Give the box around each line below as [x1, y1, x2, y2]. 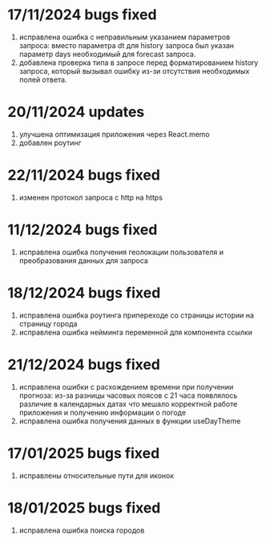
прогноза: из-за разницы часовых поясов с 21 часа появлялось [18, 391, 238, 400]
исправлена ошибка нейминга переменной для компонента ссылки [18, 327, 253, 337]
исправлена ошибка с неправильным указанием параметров [18, 32, 231, 42]
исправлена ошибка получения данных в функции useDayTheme [18, 415, 241, 426]
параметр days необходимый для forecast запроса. [18, 49, 196, 59]
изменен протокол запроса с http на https [18, 192, 163, 202]
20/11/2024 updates [7, 103, 145, 121]
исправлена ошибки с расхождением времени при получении [18, 382, 234, 391]
